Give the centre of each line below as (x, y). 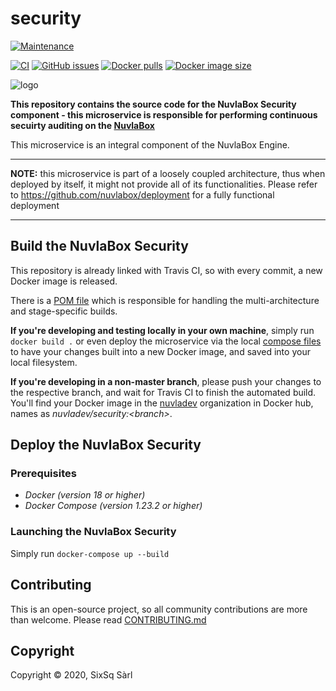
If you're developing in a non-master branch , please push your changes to (166, 381)
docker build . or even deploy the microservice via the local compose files (166, 341)
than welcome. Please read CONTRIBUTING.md (108, 619)
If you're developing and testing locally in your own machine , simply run (162, 330)
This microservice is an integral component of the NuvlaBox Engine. (150, 144)
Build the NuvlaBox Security (99, 246)
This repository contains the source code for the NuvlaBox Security (153, 104)
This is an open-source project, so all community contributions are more (159, 609)
